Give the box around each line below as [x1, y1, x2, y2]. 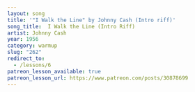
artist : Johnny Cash [7, 29, 68, 37]
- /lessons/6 [13, 62, 52, 68]
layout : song [7, 10, 45, 17]
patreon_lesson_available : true [7, 68, 101, 75]
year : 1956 [7, 36, 39, 43]
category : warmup [7, 42, 58, 49]
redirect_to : [7, 55, 45, 62]
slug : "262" [7, 49, 42, 56]
